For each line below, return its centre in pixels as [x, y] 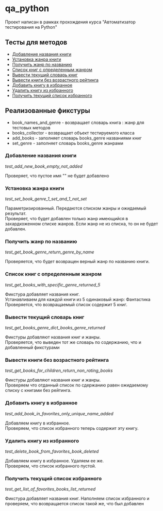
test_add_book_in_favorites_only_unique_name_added [59, 413]
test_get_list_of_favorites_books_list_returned [50, 489]
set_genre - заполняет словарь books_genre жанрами [68, 143]
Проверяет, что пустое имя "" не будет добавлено [57, 176]
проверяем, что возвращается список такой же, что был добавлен [74, 504]
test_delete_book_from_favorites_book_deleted [52, 451]
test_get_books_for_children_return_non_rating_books [59, 370]
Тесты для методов [36, 43]
